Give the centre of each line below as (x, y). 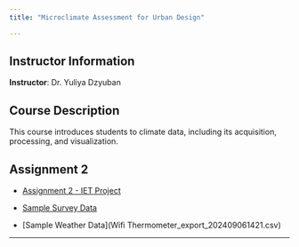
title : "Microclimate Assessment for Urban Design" (107, 17)
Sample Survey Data (60, 208)
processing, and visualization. (64, 141)
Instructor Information (72, 62)
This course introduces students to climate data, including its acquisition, (143, 132)
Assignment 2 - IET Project (72, 191)
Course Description (65, 111)
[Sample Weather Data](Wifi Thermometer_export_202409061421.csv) (152, 225)
